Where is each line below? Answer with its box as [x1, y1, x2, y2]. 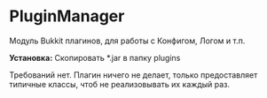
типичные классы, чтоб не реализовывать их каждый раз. [9, 79, 231, 89]
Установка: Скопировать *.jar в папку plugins [9, 52, 181, 63]
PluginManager [9, 6, 125, 26]
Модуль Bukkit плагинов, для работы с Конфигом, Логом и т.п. [9, 35, 246, 46]
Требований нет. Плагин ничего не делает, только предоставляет [9, 69, 258, 80]
